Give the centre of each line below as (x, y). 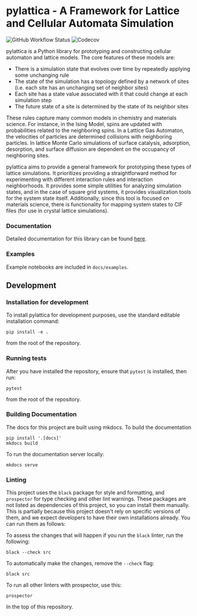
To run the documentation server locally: (55, 454)
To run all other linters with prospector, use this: (64, 585)
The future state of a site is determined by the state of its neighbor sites (101, 106)
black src (18, 574)
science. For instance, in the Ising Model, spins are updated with (84, 124)
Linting (16, 480)
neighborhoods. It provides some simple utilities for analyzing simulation (94, 185)
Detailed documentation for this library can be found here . (76, 239)
